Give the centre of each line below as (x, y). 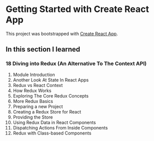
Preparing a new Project (38, 106)
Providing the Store (33, 117)
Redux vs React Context (38, 85)
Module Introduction (34, 74)
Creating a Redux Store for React (47, 111)
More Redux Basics (33, 101)
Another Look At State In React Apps (51, 80)
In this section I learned (43, 49)
